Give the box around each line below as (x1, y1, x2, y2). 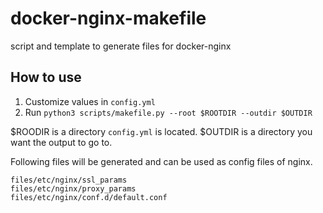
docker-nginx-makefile (10, 7, 207, 30)
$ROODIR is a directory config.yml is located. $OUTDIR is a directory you (10, 125, 313, 137)
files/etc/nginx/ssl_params (10, 175, 128, 185)
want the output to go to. (10, 136, 113, 148)
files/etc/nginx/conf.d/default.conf (10, 192, 168, 202)
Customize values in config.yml (24, 95, 156, 107)
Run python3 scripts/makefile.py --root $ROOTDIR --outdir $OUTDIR (24, 106, 313, 118)
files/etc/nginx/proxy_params (10, 183, 137, 194)
